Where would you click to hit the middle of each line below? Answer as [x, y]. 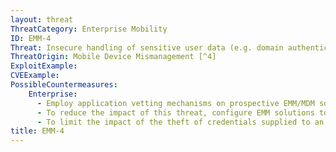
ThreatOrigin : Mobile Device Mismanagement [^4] [113, 57]
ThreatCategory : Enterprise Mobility [89, 29]
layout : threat [42, 19]
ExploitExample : [44, 66]
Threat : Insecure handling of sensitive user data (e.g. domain [147, 47]
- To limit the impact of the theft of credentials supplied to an [180, 122]
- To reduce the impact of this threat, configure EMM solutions [175, 112]
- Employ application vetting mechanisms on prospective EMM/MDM [175, 103]
